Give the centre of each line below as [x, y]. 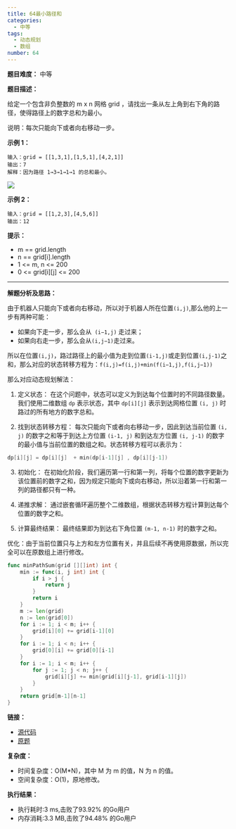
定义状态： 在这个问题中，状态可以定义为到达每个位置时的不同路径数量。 [123, 394]
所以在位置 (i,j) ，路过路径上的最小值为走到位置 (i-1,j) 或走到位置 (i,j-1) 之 [117, 355]
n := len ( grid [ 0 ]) [47, 618]
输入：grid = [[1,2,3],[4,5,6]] [53, 214]
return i [45, 598]
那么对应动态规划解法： [41, 379]
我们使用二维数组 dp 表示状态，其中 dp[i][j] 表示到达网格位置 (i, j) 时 [122, 403]
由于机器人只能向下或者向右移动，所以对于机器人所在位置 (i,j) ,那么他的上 [114, 308]
